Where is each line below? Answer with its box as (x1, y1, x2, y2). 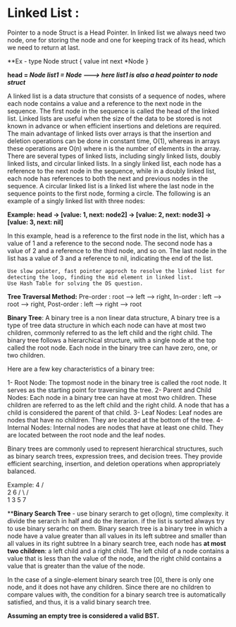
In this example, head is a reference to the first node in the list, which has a (7, 231, 225, 240)
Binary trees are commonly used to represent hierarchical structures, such (7, 444, 223, 453)
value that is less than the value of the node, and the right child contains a (7, 554, 222, 562)
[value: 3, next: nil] (7, 217, 63, 226)
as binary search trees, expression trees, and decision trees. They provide (7, 451, 223, 460)
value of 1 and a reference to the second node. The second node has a (7, 238, 213, 248)
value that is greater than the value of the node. (7, 561, 146, 570)
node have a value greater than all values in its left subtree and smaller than (7, 531, 227, 540)
